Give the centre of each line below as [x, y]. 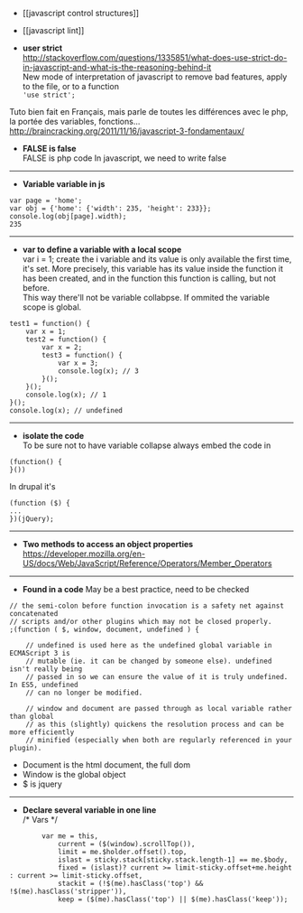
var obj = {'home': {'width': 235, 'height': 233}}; [110, 209]
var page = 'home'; [46, 200]
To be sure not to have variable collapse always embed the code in [147, 445]
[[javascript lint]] [53, 30]
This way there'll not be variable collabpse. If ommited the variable [146, 298]
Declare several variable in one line [89, 810]
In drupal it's [32, 486]
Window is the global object [74, 774]
